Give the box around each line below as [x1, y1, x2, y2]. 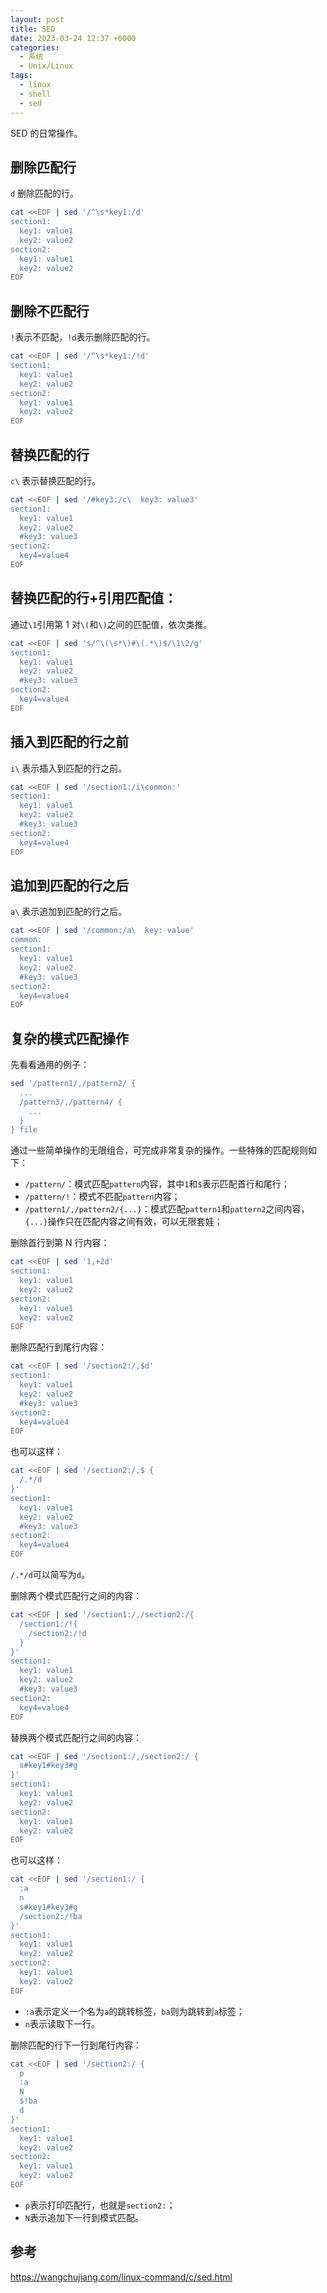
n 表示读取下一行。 [24, 2017, 100, 2030]
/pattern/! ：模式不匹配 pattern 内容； [24, 1191, 181, 1203]
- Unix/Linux [19, 61, 74, 71]
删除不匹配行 [10, 302, 90, 320]
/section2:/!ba [19, 1911, 83, 1921]
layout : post [10, 14, 65, 25]
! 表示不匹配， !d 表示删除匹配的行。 [10, 331, 156, 343]
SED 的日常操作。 [10, 127, 83, 139]
